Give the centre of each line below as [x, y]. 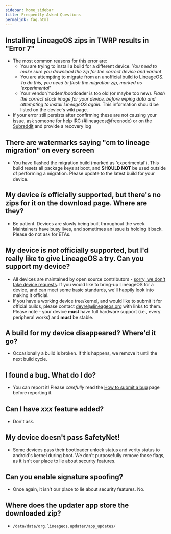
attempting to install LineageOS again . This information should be [90, 104]
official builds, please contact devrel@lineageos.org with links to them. [87, 306]
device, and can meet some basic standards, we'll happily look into [83, 290]
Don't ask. [23, 422]
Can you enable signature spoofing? [64, 477]
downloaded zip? [33, 513]
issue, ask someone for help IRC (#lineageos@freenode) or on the [82, 121]
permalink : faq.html [27, 19]
